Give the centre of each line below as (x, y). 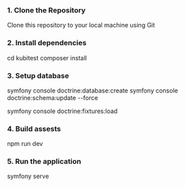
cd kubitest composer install (47, 58)
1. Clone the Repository (46, 10)
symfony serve (28, 176)
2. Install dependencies (47, 43)
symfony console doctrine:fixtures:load (62, 111)
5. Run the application (44, 162)
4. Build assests (34, 129)
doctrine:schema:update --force (52, 97)
